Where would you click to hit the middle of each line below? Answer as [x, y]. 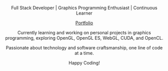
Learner [84, 13]
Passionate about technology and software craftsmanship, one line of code [84, 48]
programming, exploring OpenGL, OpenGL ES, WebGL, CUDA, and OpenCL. [84, 38]
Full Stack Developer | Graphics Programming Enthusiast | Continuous [84, 8]
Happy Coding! [84, 63]
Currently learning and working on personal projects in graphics [84, 32]
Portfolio [84, 23]
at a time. [84, 53]
